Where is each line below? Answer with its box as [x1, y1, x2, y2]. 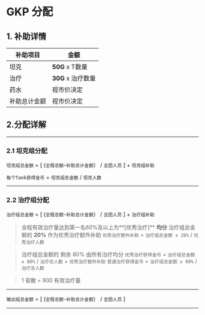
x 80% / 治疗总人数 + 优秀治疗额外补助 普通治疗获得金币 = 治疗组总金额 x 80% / [21, 258, 197, 265]
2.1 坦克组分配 [6, 147, 48, 155]
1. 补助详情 [6, 31, 47, 42]
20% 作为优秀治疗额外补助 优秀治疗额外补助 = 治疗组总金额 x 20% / [33, 231, 193, 239]
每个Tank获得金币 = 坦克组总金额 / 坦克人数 [6, 174, 102, 181]
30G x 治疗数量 [52, 74, 96, 82]
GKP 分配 [6, 5, 53, 19]
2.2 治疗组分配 [6, 196, 49, 205]
